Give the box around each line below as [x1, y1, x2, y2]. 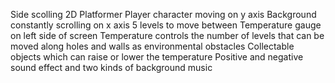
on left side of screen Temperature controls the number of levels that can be [10, 30, 325, 41]
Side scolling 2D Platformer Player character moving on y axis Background [10, 9, 317, 20]
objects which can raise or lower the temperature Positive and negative [10, 51, 304, 63]
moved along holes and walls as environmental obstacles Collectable [10, 40, 295, 52]
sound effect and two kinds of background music [10, 62, 213, 73]
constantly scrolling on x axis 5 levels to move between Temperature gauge [10, 19, 322, 31]
